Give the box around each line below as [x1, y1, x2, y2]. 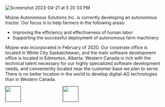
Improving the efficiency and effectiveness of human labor [12, 29, 133, 35]
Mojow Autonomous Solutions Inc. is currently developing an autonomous [5, 14, 157, 20]
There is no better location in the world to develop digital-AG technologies [5, 71, 157, 77]
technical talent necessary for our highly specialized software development [5, 60, 160, 66]
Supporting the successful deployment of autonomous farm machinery [12, 35, 159, 40]
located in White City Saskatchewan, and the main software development [5, 50, 156, 55]
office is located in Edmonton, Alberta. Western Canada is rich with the [5, 55, 151, 61]
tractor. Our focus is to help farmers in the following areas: [5, 20, 125, 25]
